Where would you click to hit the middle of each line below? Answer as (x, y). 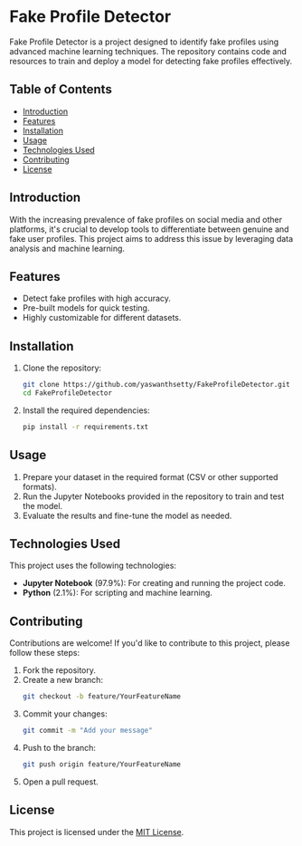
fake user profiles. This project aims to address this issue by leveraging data (151, 238)
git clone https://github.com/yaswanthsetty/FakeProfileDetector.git (156, 385)
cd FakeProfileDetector (67, 393)
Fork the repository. (59, 670)
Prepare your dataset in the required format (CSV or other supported (150, 476)
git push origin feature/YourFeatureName (101, 764)
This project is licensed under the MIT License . (97, 832)
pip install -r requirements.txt (85, 427)
